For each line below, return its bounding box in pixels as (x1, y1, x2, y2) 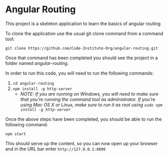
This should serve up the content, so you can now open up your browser (5, 140, 158, 146)
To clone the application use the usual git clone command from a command (5, 30, 164, 36)
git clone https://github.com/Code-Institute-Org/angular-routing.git (5, 46, 158, 51)
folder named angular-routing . (5, 60, 69, 66)
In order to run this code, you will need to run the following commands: (5, 70, 154, 76)
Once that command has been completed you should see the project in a (5, 55, 158, 61)
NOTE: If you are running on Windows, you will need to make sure (20, 91, 159, 97)
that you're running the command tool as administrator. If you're (20, 96, 155, 102)
